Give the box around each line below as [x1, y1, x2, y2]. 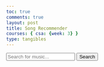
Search [79, 54, 96, 60]
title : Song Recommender [6, 25, 68, 31]
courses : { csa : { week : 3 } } [6, 31, 78, 37]
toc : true [6, 8, 31, 15]
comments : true [6, 14, 44, 20]
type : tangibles [6, 36, 46, 42]
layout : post [6, 20, 39, 25]
